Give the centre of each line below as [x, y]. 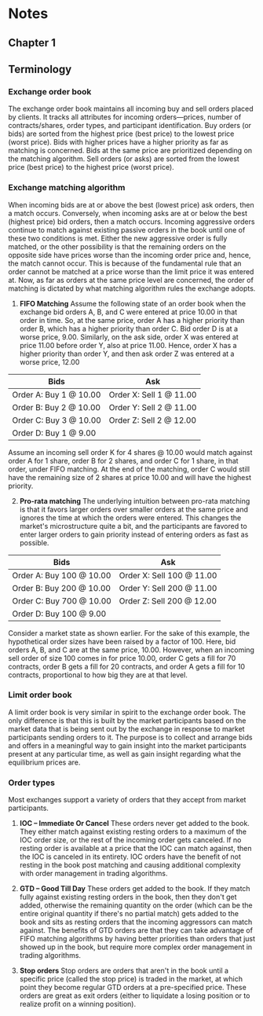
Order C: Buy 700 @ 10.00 [62, 600]
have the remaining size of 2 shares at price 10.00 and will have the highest [130, 477]
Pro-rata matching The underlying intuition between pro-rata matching [135, 501]
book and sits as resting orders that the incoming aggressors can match [136, 922]
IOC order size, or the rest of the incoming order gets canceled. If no [130, 840]
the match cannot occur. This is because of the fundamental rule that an [125, 263]
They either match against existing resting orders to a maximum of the [133, 832]
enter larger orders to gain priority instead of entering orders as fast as [134, 534]
